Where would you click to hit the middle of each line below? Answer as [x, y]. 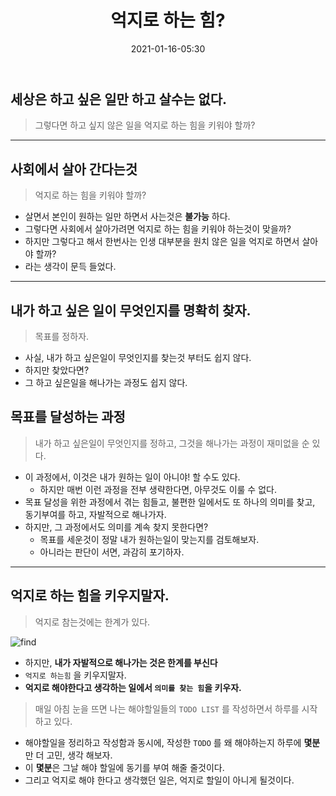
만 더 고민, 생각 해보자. [68, 755]
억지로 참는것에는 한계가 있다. [92, 622]
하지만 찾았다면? [57, 370]
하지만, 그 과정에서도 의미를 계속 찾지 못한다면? [116, 527]
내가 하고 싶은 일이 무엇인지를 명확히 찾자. [131, 310]
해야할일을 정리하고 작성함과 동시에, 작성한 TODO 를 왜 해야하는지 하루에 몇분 [172, 742]
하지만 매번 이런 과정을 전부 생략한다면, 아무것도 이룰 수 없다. [158, 489]
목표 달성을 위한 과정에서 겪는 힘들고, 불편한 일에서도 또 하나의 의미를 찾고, [170, 502]
